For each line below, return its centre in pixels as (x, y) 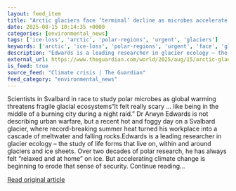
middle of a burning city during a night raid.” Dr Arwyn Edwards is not (108, 114)
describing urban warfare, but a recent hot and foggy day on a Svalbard (111, 121)
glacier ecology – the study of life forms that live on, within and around (110, 144)
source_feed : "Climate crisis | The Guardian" (77, 72)
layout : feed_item (34, 14)
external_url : (28, 60)
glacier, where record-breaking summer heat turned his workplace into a (112, 129)
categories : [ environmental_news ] (58, 33)
